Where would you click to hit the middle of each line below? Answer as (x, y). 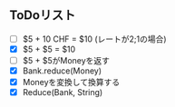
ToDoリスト (43, 15)
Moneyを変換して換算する (71, 83)
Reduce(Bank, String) (63, 92)
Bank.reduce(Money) (62, 71)
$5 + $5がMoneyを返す (66, 60)
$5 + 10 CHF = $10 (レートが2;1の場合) (94, 39)
